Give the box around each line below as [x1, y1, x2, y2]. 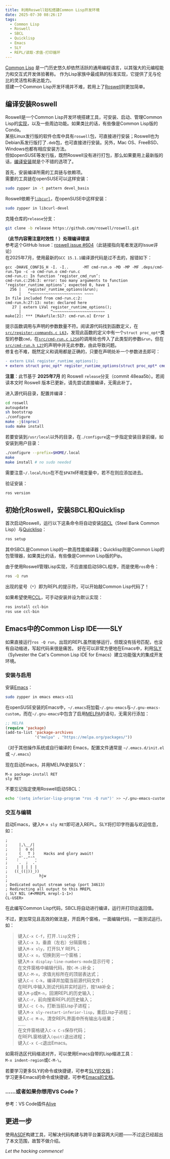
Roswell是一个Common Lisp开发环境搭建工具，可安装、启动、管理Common [5, 114, 162, 120]
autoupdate [5, 405, 28, 410]
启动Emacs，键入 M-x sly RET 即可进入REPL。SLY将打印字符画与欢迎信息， [5, 822, 161, 828]
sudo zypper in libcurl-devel [5, 206, 69, 211]
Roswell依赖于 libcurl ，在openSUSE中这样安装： [5, 196, 109, 202]
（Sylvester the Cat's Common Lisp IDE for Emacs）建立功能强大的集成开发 [5, 652, 163, 658]
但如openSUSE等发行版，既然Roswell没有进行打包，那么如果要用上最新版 [5, 152, 159, 158]
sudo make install [5, 424, 44, 429]
